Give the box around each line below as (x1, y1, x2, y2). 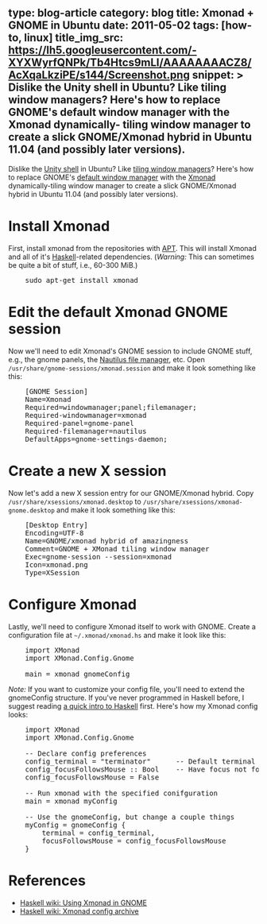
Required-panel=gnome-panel (25, 419, 134, 427)
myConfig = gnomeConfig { (25, 820, 126, 829)
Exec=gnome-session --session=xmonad (25, 552, 172, 561)
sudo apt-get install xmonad (25, 276, 139, 284)
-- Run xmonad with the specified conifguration (25, 788, 219, 798)
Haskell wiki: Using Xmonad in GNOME (19, 898, 147, 907)
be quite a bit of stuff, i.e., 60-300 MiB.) (8, 260, 138, 269)
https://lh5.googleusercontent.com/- (8, 44, 197, 57)
